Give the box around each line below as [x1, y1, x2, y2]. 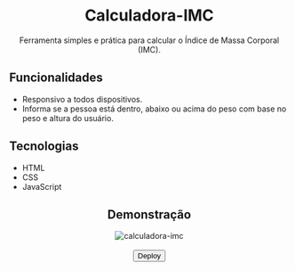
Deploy [137, 251, 162, 261]
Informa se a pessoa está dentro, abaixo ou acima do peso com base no [21, 103, 287, 114]
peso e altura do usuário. [21, 112, 114, 123]
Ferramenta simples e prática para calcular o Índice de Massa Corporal [19, 35, 280, 45]
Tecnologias [9, 139, 79, 154]
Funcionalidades [9, 70, 104, 86]
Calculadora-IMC [84, 5, 215, 26]
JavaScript [21, 181, 62, 192]
